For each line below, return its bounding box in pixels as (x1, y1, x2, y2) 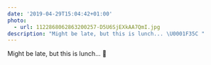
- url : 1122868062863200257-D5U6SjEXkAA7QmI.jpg (13, 23, 161, 30)
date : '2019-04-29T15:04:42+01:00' (7, 10, 113, 18)
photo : (7, 17, 27, 24)
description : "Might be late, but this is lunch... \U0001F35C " (7, 30, 205, 37)
